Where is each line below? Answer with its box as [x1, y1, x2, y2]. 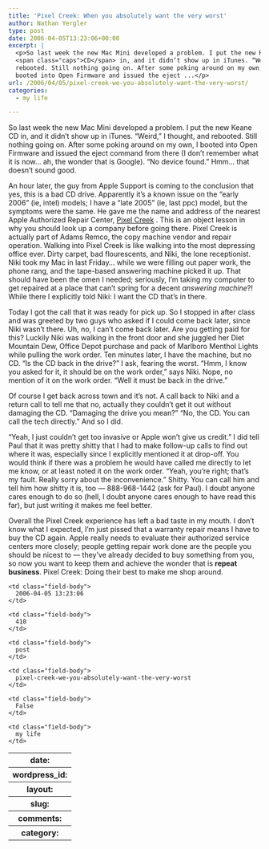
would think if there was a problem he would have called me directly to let [8, 458, 251, 468]
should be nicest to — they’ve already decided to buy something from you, [8, 550, 255, 560]
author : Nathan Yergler [8, 19, 88, 27]
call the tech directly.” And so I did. [8, 416, 123, 426]
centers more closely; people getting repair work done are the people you [8, 542, 252, 551]
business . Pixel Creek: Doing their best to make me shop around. [8, 567, 223, 577]
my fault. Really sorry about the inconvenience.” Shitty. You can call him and [8, 475, 260, 485]
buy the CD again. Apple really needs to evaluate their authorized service [8, 533, 250, 542]
